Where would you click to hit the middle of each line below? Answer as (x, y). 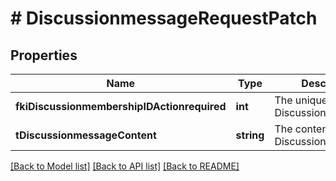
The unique (301, 100)
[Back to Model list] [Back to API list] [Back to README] (125, 166)
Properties (44, 55)
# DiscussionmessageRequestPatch (164, 18)
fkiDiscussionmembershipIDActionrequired (121, 106)
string (250, 135)
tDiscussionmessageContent (86, 135)
